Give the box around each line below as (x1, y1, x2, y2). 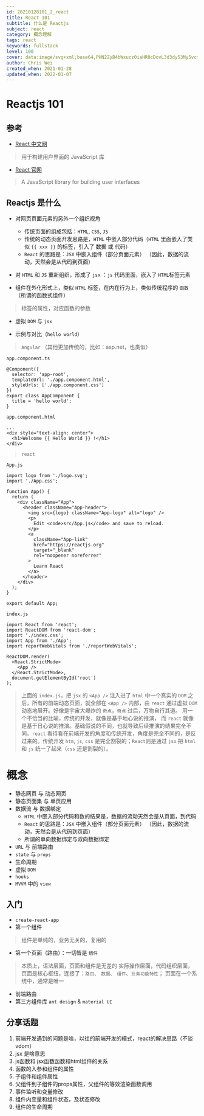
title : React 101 (6, 15, 50, 21)
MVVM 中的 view (15, 880, 51, 887)
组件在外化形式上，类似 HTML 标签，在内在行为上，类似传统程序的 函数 (15, 284, 189, 291)
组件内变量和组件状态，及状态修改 (15, 1095, 101, 1103)
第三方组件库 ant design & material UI (15, 997, 112, 1005)
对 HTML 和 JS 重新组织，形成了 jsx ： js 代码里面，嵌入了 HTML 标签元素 (15, 271, 191, 279)
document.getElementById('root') (12, 675, 97, 682)
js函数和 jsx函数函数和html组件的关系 (15, 1057, 108, 1065)
